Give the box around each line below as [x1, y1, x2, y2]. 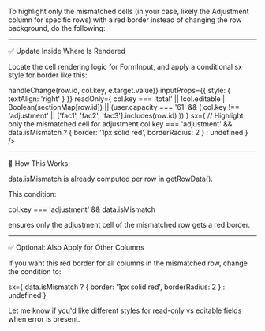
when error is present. [8, 314, 80, 323]
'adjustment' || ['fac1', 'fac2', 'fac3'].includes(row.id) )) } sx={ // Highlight [8, 111, 244, 120]
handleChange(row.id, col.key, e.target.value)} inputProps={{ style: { [8, 86, 231, 95]
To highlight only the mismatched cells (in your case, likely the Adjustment [8, 7, 250, 16]
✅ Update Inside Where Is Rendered [8, 47, 126, 55]
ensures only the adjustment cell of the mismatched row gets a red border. [8, 220, 251, 229]
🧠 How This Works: [8, 159, 71, 168]
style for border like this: [8, 70, 88, 80]
